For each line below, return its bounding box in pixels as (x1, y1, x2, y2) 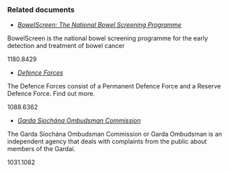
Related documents (7, 5, 75, 15)
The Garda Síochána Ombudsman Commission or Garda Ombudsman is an (7, 130, 222, 139)
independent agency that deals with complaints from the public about (7, 137, 207, 146)
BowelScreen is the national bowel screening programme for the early (7, 34, 208, 42)
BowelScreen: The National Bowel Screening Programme (17, 21, 182, 29)
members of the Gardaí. (7, 145, 75, 153)
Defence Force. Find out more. (7, 89, 96, 98)
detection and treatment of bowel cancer (7, 42, 125, 50)
